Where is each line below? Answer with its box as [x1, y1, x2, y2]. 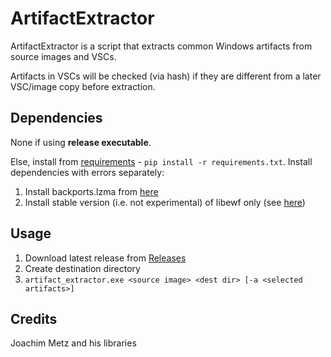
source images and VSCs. [10, 50, 117, 62]
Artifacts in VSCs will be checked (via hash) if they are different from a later [10, 70, 322, 82]
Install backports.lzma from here [24, 185, 159, 197]
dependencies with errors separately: [10, 166, 165, 178]
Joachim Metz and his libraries [10, 337, 137, 349]
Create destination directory [24, 262, 141, 274]
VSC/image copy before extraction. [10, 80, 156, 92]
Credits [10, 310, 58, 327]
